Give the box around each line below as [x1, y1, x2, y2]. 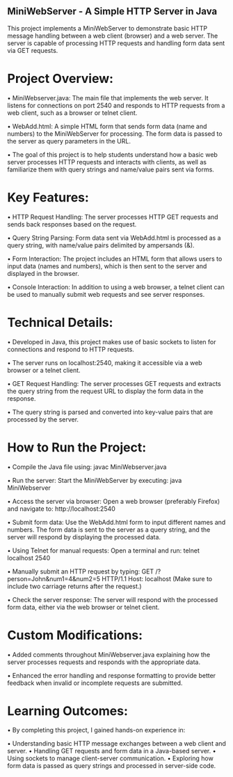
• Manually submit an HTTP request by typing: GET [7, 567, 154, 576]
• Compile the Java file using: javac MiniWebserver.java [7, 463, 167, 471]
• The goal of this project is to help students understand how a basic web [7, 150, 218, 159]
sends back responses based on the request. [7, 220, 137, 229]
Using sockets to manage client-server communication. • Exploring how [7, 754, 214, 762]
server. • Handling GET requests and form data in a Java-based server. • [7, 747, 217, 755]
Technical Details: [7, 314, 113, 330]
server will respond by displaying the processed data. [7, 532, 161, 541]
